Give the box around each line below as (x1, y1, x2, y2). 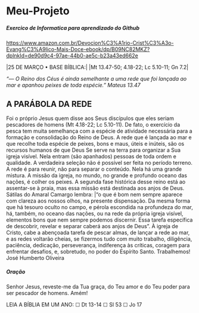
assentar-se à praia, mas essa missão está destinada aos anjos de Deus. (6, 184, 185, 192)
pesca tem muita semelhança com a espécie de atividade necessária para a (6, 127, 192, 134)
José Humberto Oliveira (6, 254, 64, 261)
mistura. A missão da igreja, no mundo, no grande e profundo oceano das (6, 171, 188, 179)
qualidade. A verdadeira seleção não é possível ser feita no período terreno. (6, 159, 192, 166)
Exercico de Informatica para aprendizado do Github (6, 24, 140, 31)
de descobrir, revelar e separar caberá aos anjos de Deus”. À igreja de (6, 222, 179, 229)
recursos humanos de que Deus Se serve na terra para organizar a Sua (6, 146, 181, 154)
